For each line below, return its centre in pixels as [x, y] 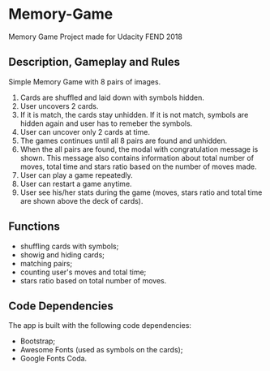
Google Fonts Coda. [54, 359]
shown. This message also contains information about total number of [137, 157]
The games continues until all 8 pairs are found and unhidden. [124, 140]
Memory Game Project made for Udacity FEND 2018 [95, 37]
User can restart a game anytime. [76, 183]
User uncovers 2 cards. [59, 106]
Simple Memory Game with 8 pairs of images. [85, 81]
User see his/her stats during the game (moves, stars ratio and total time [141, 192]
